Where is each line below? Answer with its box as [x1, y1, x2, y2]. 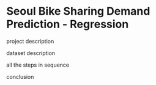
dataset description [6, 49, 56, 56]
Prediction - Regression [6, 17, 129, 31]
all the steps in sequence [6, 61, 70, 68]
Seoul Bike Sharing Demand [6, 4, 150, 18]
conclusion [6, 73, 34, 80]
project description [6, 37, 54, 45]
